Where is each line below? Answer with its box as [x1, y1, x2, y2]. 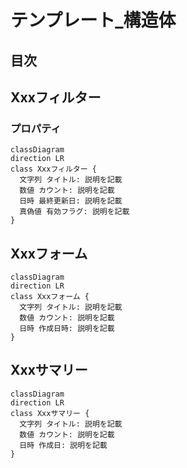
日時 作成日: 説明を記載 [19, 440, 108, 450]
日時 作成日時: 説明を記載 [19, 324, 115, 334]
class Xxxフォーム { [10, 292, 90, 302]
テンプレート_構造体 [10, 9, 177, 32]
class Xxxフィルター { [10, 164, 97, 175]
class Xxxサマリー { [10, 408, 90, 418]
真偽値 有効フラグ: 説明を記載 [19, 207, 130, 217]
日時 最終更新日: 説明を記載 [19, 196, 123, 206]
